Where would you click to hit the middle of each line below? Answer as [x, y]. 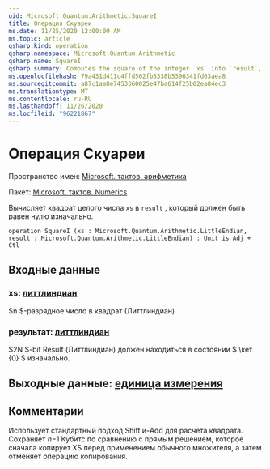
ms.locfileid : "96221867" [52, 114]
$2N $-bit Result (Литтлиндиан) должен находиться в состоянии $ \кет [131, 349]
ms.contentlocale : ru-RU [50, 99]
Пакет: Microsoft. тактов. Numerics [68, 192]
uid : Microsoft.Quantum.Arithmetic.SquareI [83, 16]
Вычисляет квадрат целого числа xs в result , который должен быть [127, 207]
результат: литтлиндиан [59, 331]
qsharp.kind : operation [49, 46]
